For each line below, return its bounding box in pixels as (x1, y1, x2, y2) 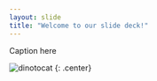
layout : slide (9, 12, 62, 22)
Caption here (9, 45, 57, 55)
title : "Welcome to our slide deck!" (9, 21, 149, 30)
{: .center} (54, 63, 92, 73)
